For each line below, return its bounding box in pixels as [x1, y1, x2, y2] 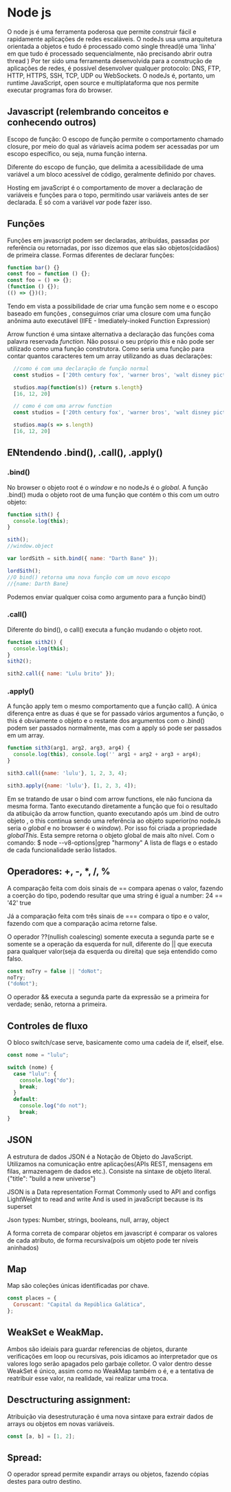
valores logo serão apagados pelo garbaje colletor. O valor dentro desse [7, 1359, 212, 1368]
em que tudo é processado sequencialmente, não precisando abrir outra [7, 49, 212, 58]
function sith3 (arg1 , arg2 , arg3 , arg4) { [7, 744, 131, 752]
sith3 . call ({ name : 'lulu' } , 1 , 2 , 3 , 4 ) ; [7, 770, 128, 777]
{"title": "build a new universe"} [7, 1174, 96, 1183]
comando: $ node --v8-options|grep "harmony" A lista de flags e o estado [7, 838, 218, 847]
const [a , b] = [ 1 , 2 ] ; [7, 1433, 76, 1440]
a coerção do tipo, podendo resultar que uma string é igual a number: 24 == [7, 891, 223, 900]
